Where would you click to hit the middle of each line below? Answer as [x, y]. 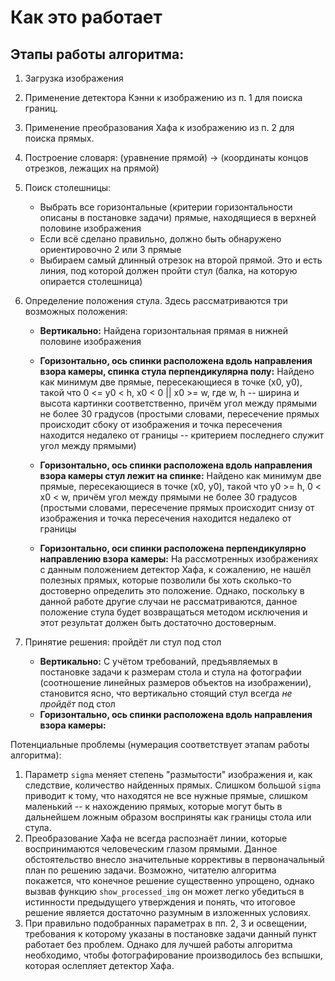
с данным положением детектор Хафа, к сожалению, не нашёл [175, 569]
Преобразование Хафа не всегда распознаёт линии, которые [156, 838]
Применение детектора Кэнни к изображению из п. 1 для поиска [163, 97]
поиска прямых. [59, 138]
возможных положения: [76, 311]
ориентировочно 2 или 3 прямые [110, 249]
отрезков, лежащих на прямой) [92, 168]
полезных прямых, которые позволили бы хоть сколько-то [165, 580]
